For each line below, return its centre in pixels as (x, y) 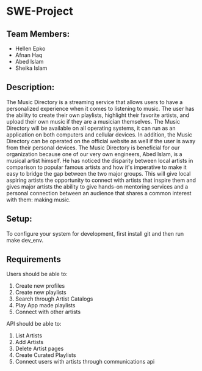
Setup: (19, 219)
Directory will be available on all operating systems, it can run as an (91, 128)
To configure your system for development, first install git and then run (95, 233)
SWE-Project (40, 11)
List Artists (29, 335)
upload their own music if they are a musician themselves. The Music (93, 121)
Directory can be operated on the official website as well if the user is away (101, 141)
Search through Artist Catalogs (54, 299)
